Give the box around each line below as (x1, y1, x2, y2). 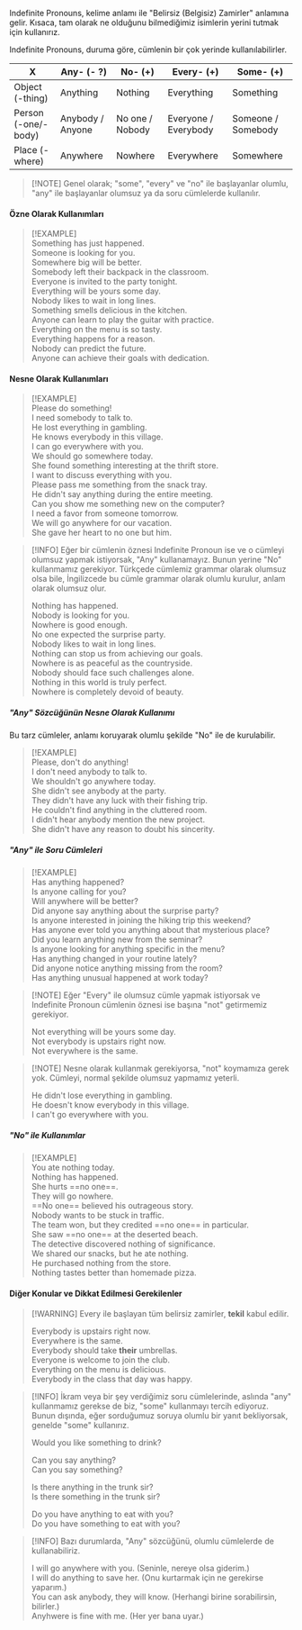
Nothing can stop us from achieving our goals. (31, 648, 204, 659)
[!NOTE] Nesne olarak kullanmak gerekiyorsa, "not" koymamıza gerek (31, 1063, 289, 1074)
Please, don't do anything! (31, 756, 129, 768)
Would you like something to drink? (31, 1436, 162, 1448)
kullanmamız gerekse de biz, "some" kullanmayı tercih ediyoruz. (31, 1400, 270, 1411)
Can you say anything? (31, 1454, 117, 1465)
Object (13, 81, 42, 93)
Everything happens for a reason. (31, 333, 155, 345)
